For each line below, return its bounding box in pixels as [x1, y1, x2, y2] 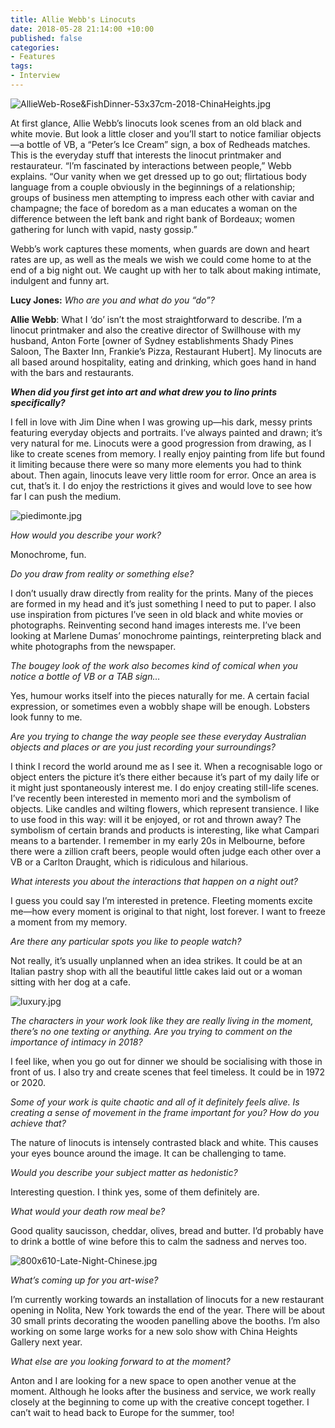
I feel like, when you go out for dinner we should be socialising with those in [10, 1055, 323, 1067]
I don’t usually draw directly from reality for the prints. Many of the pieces [10, 587, 314, 599]
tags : [10, 61, 33, 71]
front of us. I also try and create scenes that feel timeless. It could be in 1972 [10, 1066, 326, 1078]
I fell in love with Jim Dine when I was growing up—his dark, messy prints [10, 416, 313, 428]
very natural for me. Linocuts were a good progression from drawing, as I [10, 437, 312, 449]
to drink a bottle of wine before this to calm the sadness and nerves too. [10, 1235, 308, 1247]
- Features [10, 52, 56, 62]
